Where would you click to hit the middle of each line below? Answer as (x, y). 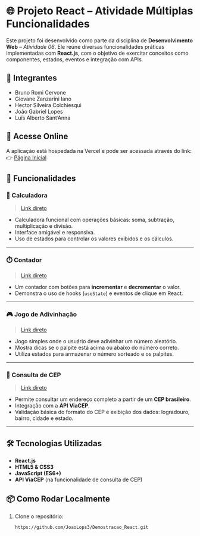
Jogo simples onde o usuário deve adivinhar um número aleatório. (96, 341)
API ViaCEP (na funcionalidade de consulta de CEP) (79, 479)
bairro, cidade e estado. (44, 418)
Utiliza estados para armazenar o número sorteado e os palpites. (94, 354)
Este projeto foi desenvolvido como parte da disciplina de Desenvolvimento (100, 40)
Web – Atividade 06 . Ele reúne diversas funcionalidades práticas (85, 46)
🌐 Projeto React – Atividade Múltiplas (100, 11)
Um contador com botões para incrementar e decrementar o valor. (98, 287)
